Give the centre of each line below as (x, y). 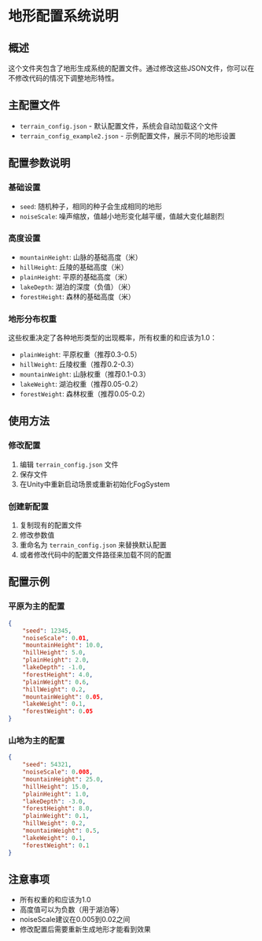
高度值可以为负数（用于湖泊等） (71, 909)
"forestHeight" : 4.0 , (57, 675)
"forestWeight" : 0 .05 (57, 711)
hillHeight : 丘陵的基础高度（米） (74, 267)
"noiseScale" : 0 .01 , (56, 638)
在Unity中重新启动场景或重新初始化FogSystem (95, 484)
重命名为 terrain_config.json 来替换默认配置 (93, 545)
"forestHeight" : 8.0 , (57, 809)
